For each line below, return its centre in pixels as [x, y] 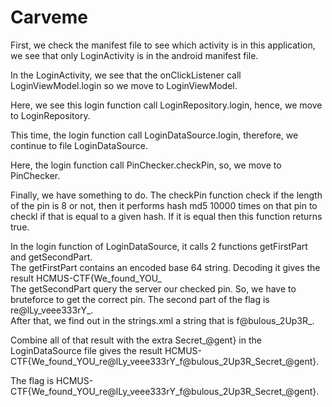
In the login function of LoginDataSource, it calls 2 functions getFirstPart [159, 246]
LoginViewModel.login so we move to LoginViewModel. [124, 85]
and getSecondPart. [51, 257]
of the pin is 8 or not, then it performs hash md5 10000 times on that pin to [164, 205]
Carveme [49, 17]
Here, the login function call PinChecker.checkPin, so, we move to [146, 165]
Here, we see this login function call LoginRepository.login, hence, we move [166, 105]
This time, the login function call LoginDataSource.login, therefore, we [154, 135]
